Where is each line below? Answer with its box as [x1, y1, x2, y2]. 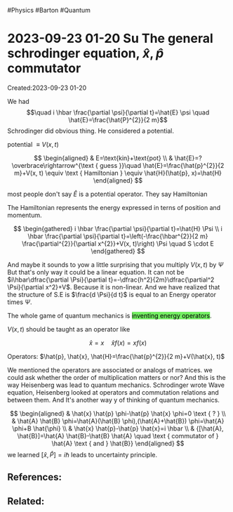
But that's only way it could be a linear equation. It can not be [7, 268, 185, 276]
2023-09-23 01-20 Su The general [7, 31, 213, 46]
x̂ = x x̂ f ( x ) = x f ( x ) [88, 339, 147, 347]
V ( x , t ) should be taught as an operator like [7, 324, 131, 333]
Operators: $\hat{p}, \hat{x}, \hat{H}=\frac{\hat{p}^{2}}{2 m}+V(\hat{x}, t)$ [7, 352, 225, 360]
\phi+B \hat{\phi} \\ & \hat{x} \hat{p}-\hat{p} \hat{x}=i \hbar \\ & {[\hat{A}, [12, 424, 224, 433]
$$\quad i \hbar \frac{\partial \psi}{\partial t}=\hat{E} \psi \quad [26, 108, 210, 117]
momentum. [7, 211, 42, 219]
